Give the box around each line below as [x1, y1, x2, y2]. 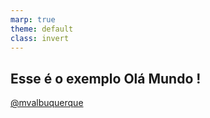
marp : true [10, 14, 56, 25]
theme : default [10, 24, 74, 34]
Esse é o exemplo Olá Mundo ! [10, 70, 202, 87]
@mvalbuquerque [10, 97, 84, 109]
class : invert [10, 33, 70, 43]
